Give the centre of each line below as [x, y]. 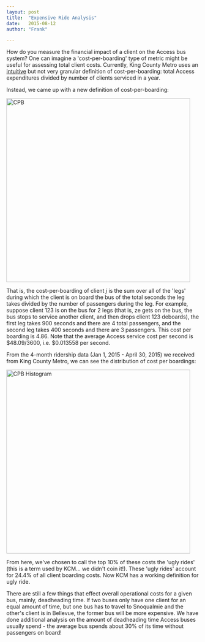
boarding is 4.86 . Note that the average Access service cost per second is [100, 336]
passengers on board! [34, 633]
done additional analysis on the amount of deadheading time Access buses [101, 620]
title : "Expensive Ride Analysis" [52, 18]
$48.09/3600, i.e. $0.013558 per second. [58, 343]
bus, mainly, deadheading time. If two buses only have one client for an [96, 600]
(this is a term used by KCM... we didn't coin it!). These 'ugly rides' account [101, 569]
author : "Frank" [27, 29]
